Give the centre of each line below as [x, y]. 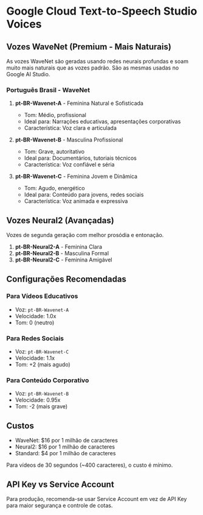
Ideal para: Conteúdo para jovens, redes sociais [84, 195]
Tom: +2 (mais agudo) [43, 364]
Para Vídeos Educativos [42, 296]
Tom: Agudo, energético [54, 188]
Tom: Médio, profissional [55, 115]
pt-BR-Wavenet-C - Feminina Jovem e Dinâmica [76, 176]
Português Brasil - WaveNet [48, 90]
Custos [20, 426]
